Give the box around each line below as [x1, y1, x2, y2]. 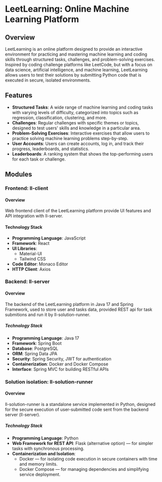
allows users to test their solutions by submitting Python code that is [5, 72, 142, 78]
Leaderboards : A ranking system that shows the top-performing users [12, 151, 153, 157]
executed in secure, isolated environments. [5, 77, 91, 83]
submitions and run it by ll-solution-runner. [5, 311, 91, 318]
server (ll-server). [5, 411, 40, 418]
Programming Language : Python [12, 435, 79, 441]
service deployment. [19, 471, 61, 477]
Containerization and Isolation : [12, 450, 76, 457]
